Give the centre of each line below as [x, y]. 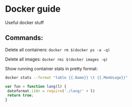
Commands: [24, 38]
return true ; [21, 96]
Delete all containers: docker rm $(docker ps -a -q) [58, 49]
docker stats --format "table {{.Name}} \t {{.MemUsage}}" [66, 77]
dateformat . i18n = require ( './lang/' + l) [51, 91]
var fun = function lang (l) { [36, 86]
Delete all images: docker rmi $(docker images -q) [56, 59]
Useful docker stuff [24, 22]
